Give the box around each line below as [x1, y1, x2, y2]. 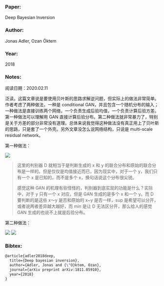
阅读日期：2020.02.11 [5, 85, 48, 91]
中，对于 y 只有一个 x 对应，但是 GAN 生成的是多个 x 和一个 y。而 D [17, 191, 154, 197]
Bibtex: [5, 242, 22, 249]
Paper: [5, 3, 21, 10]
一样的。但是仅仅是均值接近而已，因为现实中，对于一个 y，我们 [25, 168, 154, 174]
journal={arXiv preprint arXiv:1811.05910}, [9, 267, 102, 272]
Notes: [5, 73, 21, 80]
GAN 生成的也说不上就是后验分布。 [17, 210, 88, 215]
